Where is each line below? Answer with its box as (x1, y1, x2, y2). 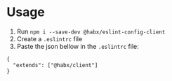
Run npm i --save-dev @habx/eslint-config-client (16, 27, 166, 36)
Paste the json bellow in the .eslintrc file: (16, 42, 140, 50)
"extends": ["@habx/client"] (13, 61, 98, 68)
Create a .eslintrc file (16, 34, 83, 43)
